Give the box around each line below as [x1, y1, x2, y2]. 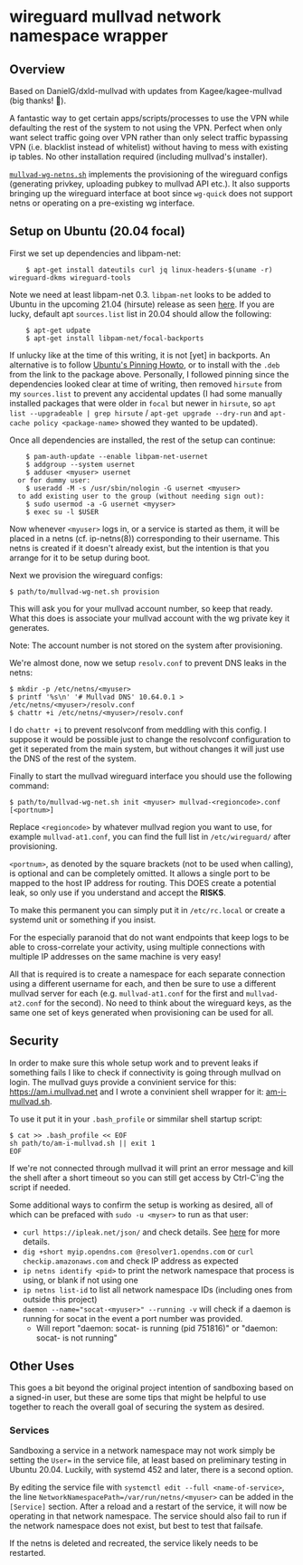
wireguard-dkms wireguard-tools [9, 273, 131, 282]
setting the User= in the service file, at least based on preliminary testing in [9, 1455, 287, 1465]
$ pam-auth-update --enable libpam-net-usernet [25, 452, 208, 461]
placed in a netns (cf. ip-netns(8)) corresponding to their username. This [9, 532, 280, 544]
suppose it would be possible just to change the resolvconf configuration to [9, 733, 291, 744]
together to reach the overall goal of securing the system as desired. [9, 1401, 265, 1413]
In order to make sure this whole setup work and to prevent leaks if [9, 1057, 259, 1068]
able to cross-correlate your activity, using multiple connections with [9, 941, 265, 952]
